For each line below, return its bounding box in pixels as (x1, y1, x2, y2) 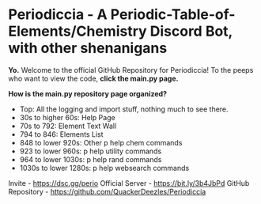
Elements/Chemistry (8, 22, 148, 40)
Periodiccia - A (8, 6, 108, 24)
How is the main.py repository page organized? (8, 89, 168, 98)
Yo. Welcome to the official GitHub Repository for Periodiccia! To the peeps (8, 65, 254, 74)
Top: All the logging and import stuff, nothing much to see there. (19, 104, 229, 114)
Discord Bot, (149, 22, 233, 40)
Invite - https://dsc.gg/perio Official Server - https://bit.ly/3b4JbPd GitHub (8, 178, 250, 187)
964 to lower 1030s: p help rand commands (19, 154, 162, 164)
